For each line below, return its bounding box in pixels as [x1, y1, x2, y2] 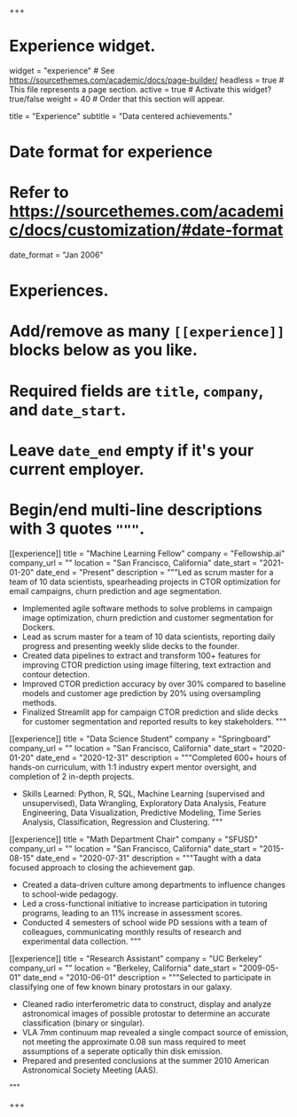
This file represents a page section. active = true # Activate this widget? [9, 83, 272, 94]
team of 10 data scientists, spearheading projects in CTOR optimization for [9, 576, 281, 587]
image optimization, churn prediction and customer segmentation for [21, 612, 274, 622]
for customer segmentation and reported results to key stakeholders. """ [21, 716, 287, 726]
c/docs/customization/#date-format [9, 220, 284, 241]
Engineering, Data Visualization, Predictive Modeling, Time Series [21, 807, 262, 818]
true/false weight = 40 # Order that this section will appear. [9, 93, 225, 104]
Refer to [9, 183, 69, 202]
